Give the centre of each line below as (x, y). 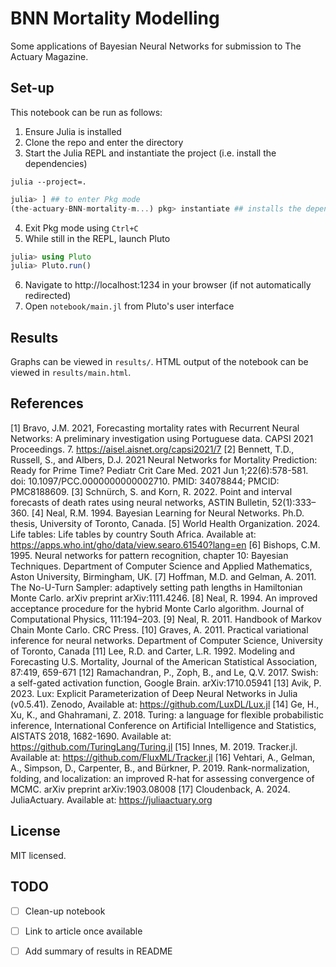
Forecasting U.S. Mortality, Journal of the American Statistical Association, (164, 661)
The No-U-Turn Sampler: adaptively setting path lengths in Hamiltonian (156, 587)
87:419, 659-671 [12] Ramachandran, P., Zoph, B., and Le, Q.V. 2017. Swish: (164, 672)
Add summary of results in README (98, 951)
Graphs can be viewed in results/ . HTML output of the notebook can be (159, 362)
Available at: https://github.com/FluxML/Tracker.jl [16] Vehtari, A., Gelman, (162, 757)
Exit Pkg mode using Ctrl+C (81, 228)
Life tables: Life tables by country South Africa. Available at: (133, 534)
